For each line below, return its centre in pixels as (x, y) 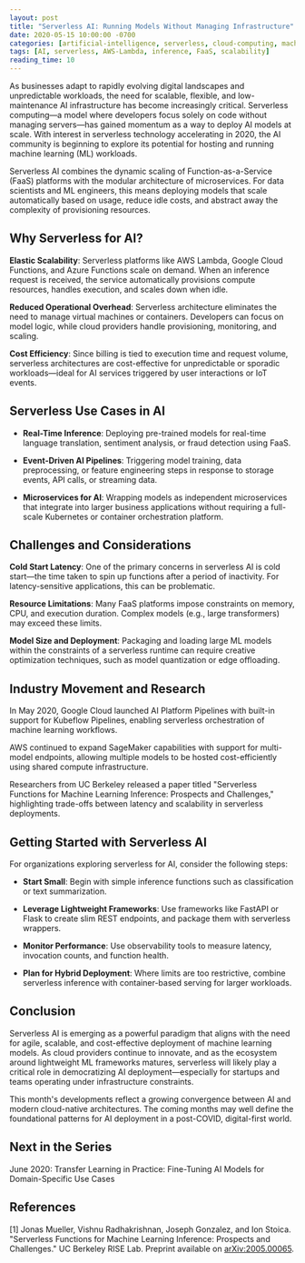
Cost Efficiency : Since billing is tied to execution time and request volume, (149, 353)
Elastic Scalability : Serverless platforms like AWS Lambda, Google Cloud (146, 260)
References (43, 1207)
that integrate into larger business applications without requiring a (146, 506)
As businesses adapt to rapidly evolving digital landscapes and (127, 86)
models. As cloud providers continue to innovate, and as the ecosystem (143, 1052)
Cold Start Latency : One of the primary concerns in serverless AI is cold (145, 567)
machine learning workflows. (64, 730)
